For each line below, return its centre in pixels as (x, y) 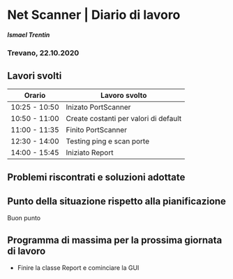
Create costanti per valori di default (124, 118)
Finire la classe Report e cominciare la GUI (78, 267)
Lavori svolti (35, 76)
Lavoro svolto (124, 95)
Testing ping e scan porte (108, 141)
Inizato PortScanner (98, 107)
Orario (35, 95)
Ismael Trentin (29, 34)
